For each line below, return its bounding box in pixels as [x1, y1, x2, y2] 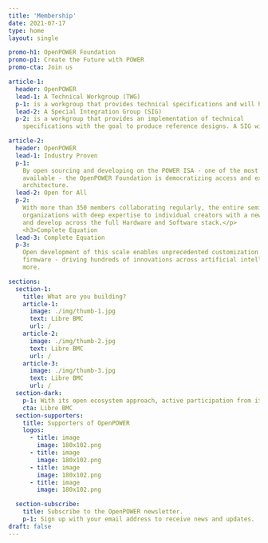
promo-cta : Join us [8, 63, 73, 72]
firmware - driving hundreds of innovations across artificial [22, 256, 238, 264]
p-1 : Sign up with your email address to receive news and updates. [22, 515, 255, 523]
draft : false [8, 522, 52, 530]
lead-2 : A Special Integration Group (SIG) [15, 107, 162, 116]
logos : [22, 426, 45, 434]
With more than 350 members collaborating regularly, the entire [22, 204, 245, 212]
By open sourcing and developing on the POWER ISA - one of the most [22, 166, 259, 174]
